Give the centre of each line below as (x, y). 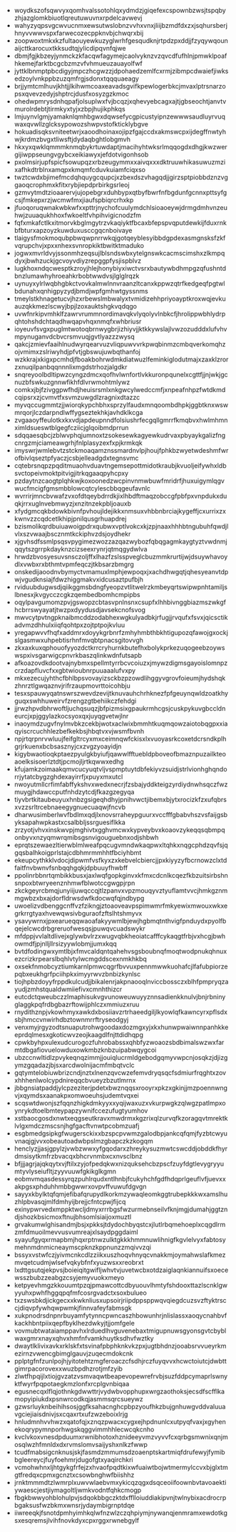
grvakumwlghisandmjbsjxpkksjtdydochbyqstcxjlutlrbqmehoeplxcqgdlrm (120, 1225)
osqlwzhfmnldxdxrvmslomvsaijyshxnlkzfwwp (81, 1445)
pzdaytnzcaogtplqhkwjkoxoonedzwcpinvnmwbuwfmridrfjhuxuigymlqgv (119, 481)
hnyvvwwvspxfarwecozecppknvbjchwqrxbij (79, 33)
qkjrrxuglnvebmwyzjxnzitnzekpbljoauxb (73, 504)
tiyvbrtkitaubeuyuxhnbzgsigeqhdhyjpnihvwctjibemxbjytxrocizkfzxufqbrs (120, 800)
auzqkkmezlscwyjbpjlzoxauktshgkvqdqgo (76, 306)
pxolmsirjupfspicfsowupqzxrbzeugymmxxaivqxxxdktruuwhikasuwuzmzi (120, 162)
